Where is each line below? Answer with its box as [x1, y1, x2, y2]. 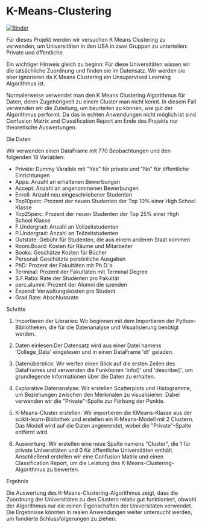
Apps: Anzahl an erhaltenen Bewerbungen [14, 178, 121, 185]
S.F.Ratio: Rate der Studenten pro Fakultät [14, 274, 119, 282]
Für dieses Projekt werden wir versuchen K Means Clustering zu [6, 36, 166, 43]
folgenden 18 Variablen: [6, 153, 65, 161]
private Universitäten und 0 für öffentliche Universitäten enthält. [14, 446, 174, 454]
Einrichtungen [14, 171, 50, 179]
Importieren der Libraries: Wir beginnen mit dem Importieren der [14, 317, 175, 324]
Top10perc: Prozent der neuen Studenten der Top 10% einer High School [14, 197, 196, 204]
